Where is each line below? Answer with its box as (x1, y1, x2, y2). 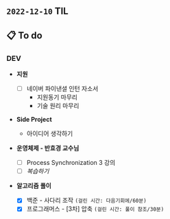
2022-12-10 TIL (6, 5, 69, 17)
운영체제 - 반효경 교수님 (16, 144, 80, 153)
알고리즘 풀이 (16, 181, 52, 190)
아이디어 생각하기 (26, 129, 73, 138)
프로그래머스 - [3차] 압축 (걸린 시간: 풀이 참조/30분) (26, 205, 165, 213)
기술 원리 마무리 (36, 102, 80, 110)
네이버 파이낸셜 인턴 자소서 (26, 85, 99, 93)
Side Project (16, 116, 52, 124)
